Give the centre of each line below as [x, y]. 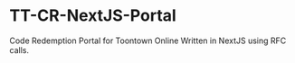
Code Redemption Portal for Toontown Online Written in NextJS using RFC [148, 40]
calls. [19, 49]
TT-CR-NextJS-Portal [93, 16]
